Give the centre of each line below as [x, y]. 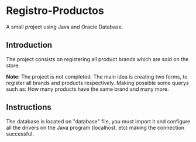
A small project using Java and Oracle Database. [65, 27]
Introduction [29, 45]
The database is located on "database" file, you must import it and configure [98, 121]
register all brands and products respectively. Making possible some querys [97, 83]
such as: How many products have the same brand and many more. [87, 89]
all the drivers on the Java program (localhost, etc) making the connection [95, 127]
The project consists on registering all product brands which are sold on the [97, 59]
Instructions [29, 107]
